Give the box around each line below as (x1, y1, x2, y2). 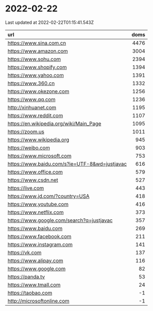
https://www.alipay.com (7, 257, 63, 264)
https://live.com (7, 185, 44, 191)
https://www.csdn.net (7, 177, 58, 184)
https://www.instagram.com (7, 241, 73, 248)
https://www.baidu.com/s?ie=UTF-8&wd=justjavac (7, 160, 127, 167)
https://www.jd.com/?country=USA (7, 192, 90, 199)
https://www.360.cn (7, 80, 55, 87)
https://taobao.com (7, 289, 52, 296)
